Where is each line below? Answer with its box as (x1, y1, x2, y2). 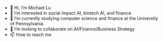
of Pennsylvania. (9, 20, 44, 26)
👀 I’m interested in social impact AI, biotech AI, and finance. (9, 10, 132, 16)
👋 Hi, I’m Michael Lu (9, 5, 51, 10)
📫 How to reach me (9, 31, 51, 37)
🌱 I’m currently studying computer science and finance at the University (9, 15, 158, 21)
